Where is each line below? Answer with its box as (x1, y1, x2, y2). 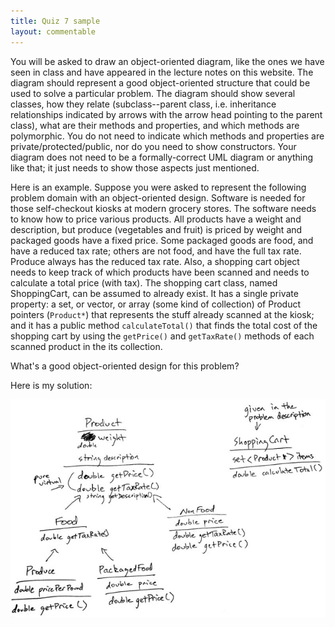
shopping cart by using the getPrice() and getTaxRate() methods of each (10, 330, 315, 342)
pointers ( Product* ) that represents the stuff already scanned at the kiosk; (10, 308, 315, 320)
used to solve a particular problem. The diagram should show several (10, 87, 296, 99)
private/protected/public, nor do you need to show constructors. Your (10, 140, 297, 152)
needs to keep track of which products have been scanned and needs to (10, 266, 310, 278)
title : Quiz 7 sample (10, 16, 101, 26)
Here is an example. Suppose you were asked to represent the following (10, 181, 307, 193)
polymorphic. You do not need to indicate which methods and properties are (10, 130, 325, 142)
